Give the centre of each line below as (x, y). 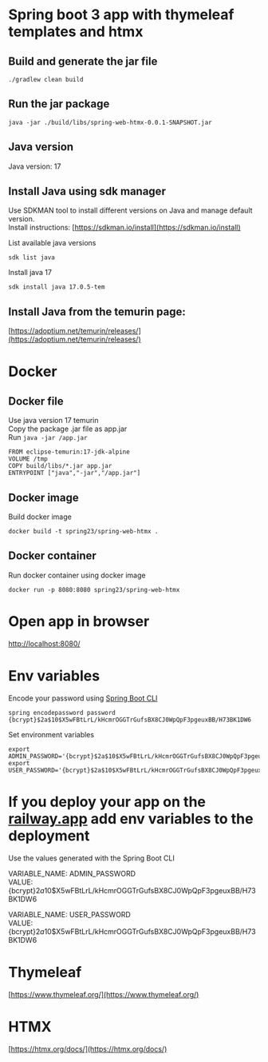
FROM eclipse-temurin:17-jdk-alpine (69, 452)
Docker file (36, 401)
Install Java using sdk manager (87, 192)
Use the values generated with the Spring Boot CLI (92, 858)
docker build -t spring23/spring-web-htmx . (83, 532)
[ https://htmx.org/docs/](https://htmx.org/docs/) (88, 1048)
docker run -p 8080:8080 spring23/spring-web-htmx (94, 589)
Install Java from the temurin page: (97, 311)
